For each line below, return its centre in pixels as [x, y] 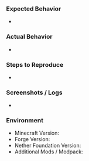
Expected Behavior [34, 9]
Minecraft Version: [37, 133]
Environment [25, 121]
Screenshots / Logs [34, 93]
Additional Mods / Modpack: [49, 152]
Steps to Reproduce [35, 64]
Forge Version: [32, 139]
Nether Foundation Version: [48, 146]
